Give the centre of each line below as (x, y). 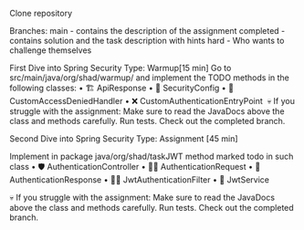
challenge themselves (51, 50)
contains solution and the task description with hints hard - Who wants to (147, 41)
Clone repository (41, 13)
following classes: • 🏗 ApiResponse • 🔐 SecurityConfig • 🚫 (122, 88)
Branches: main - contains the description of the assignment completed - (147, 31)
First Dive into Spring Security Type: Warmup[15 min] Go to (121, 68)
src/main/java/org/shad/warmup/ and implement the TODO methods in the (150, 78)
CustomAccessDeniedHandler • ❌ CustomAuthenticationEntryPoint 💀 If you (152, 101)
